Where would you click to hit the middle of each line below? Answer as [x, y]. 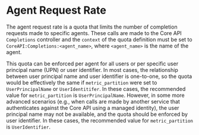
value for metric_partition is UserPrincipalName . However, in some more [96, 95]
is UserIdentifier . [28, 127]
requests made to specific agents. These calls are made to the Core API [94, 33]
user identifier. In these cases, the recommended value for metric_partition [99, 120]
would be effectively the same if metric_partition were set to [82, 82]
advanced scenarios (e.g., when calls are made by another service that [93, 101]
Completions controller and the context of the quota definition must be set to [99, 39]
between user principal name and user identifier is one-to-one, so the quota [99, 76]
